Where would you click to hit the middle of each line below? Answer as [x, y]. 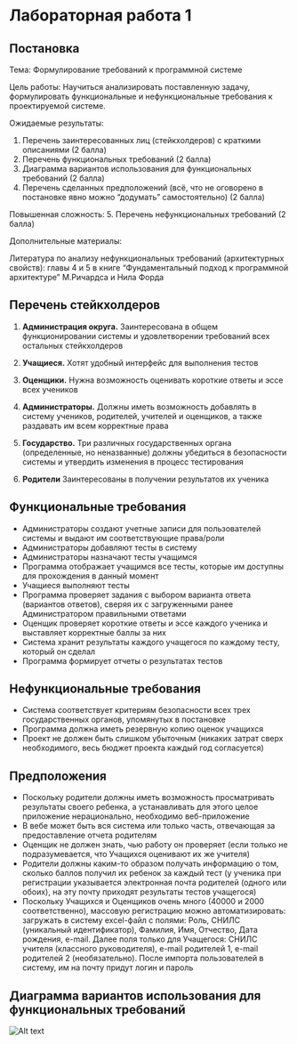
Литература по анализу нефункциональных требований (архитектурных [147, 258]
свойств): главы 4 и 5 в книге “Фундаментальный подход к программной [149, 267]
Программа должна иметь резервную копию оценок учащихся [143, 729]
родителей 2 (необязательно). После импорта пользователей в [143, 959]
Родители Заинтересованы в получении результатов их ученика [145, 479]
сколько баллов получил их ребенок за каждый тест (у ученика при [152, 873]
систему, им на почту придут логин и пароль [108, 967]
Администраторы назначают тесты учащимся [109, 556]
